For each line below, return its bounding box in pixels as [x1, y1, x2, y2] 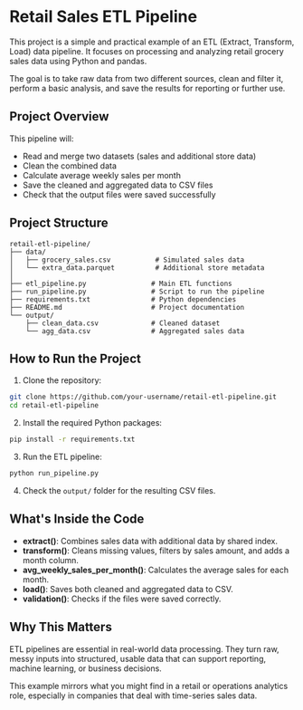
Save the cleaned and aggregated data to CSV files [22, 179, 213, 190]
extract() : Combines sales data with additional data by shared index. [22, 535, 279, 546]
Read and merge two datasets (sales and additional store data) [22, 150, 257, 161]
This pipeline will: [9, 133, 74, 144]
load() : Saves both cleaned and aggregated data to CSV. [22, 583, 233, 594]
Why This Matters [9, 619, 113, 635]
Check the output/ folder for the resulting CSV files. [22, 485, 216, 495]
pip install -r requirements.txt [9, 435, 136, 445]
